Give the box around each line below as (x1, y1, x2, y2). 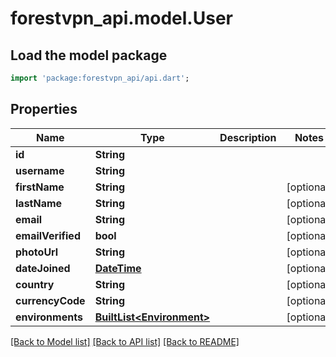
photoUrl (15, 245, 59, 259)
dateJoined (15, 261, 71, 275)
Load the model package (10, 47, 168, 64)
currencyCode (15, 293, 86, 307)
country (15, 277, 55, 291)
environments (15, 310, 83, 324)
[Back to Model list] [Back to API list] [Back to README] (10, 335, 240, 347)
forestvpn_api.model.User (10, 7, 233, 30)
